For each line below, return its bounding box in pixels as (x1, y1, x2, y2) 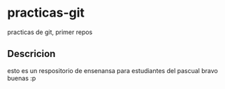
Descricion (7, 48, 56, 60)
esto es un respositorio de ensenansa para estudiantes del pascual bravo (7, 66, 218, 74)
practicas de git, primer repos (7, 28, 93, 36)
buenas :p (7, 74, 36, 82)
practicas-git (7, 5, 85, 21)
